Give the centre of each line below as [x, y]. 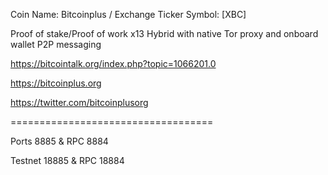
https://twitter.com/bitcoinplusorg [79, 102]
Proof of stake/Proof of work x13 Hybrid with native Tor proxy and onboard [164, 33]
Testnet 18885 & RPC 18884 [67, 160]
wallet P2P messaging [56, 44]
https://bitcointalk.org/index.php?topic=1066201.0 [113, 63]
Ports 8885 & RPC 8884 [59, 141]
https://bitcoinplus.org [56, 83]
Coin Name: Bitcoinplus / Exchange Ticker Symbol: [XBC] [128, 14]
